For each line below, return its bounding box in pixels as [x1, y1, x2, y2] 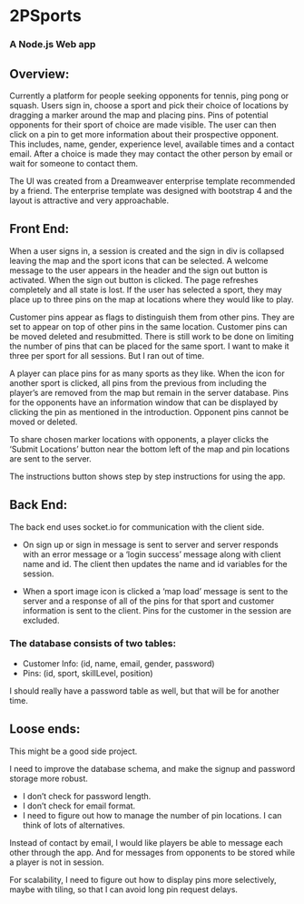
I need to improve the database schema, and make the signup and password [9, 763, 296, 774]
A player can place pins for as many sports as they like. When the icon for [9, 368, 285, 379]
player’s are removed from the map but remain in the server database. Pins [9, 387, 289, 398]
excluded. [22, 615, 60, 625]
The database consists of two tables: [9, 637, 177, 650]
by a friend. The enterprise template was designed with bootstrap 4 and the [9, 185, 293, 196]
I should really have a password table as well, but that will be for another [9, 685, 279, 696]
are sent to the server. [9, 452, 93, 464]
